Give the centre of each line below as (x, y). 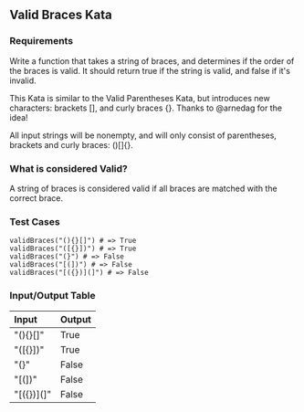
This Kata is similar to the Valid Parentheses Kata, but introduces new (140, 98)
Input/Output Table (52, 296)
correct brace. (37, 198)
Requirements (42, 41)
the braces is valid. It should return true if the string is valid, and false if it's (150, 70)
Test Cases (35, 221)
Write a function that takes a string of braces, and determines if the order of (152, 61)
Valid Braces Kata (61, 15)
